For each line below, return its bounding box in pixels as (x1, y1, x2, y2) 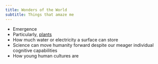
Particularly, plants (12, 31, 52, 37)
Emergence (12, 26, 37, 32)
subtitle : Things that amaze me (5, 12, 74, 17)
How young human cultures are (12, 52, 79, 58)
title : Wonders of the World (5, 7, 67, 13)
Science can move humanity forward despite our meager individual (12, 42, 154, 48)
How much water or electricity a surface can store (12, 36, 118, 43)
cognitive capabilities (12, 47, 58, 53)
